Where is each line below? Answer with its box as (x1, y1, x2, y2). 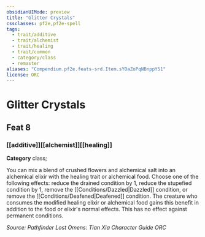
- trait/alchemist (12, 37, 60, 43)
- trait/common (12, 49, 51, 55)
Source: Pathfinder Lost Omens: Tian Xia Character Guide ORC (6, 224, 167, 231)
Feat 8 (6, 122, 31, 132)
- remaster (12, 60, 40, 66)
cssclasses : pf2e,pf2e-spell (6, 20, 81, 26)
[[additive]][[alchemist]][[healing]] (6, 140, 112, 149)
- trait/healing (12, 43, 53, 50)
